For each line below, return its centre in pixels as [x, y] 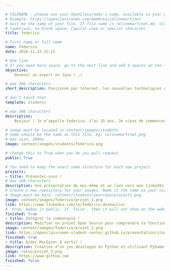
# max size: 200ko [25, 139]
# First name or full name [34, 42]
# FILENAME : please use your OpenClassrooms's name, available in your [83, 14]
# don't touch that [26, 98]
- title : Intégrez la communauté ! [43, 219]
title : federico [22, 33]
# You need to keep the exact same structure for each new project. [79, 167]
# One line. [18, 61]
